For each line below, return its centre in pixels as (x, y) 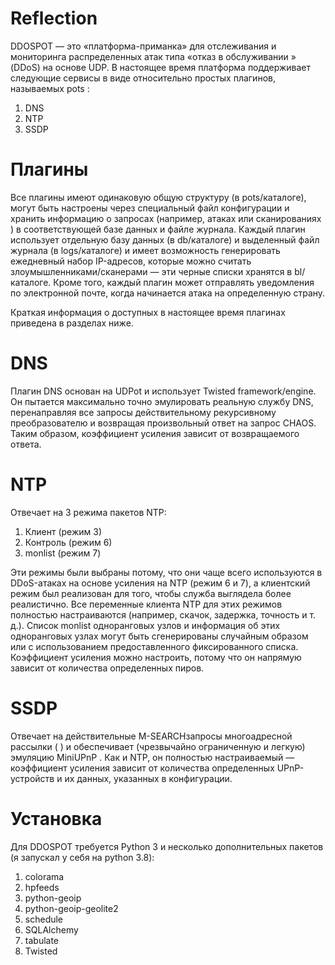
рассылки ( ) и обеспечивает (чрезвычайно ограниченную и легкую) (158, 746)
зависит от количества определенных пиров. (107, 668)
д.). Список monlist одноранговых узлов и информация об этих (145, 625)
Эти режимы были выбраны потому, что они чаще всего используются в (166, 572)
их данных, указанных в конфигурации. (148, 778)
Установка (56, 818)
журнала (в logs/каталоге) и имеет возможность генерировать (145, 250)
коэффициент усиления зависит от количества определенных (142, 768)
